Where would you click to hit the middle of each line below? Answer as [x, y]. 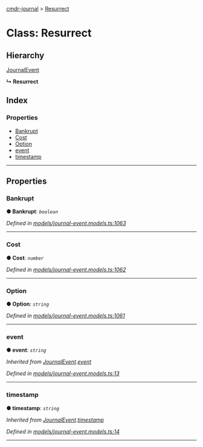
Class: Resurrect [49, 33]
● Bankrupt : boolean [32, 211]
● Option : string [28, 304]
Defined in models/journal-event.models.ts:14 [63, 431]
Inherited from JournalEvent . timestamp [55, 420]
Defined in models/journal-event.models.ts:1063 [66, 224]
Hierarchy [25, 55]
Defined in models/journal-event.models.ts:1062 [66, 269]
